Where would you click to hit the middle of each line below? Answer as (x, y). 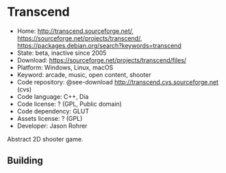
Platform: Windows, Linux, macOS (65, 67)
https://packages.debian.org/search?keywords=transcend (99, 45)
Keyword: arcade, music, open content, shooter (84, 74)
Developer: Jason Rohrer (52, 126)
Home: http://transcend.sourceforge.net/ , (75, 31)
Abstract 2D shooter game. (45, 139)
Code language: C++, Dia (53, 96)
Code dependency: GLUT (53, 111)
